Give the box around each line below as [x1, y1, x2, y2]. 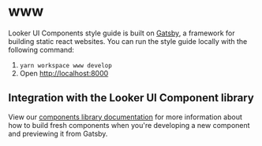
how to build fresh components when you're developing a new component [8, 120, 250, 130]
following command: [8, 45, 75, 54]
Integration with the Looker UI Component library [8, 91, 254, 104]
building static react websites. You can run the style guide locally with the [8, 36, 248, 46]
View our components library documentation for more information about [8, 112, 243, 122]
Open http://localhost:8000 [19, 68, 109, 78]
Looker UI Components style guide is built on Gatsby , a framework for [8, 28, 235, 38]
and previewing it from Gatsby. [8, 129, 108, 138]
